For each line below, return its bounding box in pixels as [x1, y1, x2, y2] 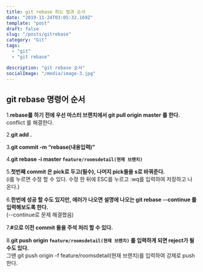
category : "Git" [6, 37, 47, 43]
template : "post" [6, 20, 50, 26]
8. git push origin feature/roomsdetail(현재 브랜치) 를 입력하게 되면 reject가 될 [6, 237, 195, 244]
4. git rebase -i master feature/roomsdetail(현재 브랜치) [6, 155, 143, 163]
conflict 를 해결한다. [6, 119, 54, 126]
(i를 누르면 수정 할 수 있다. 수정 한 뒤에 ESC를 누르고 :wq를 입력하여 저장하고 [6, 176, 186, 183]
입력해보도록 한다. [6, 204, 49, 211]
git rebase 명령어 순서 [6, 94, 86, 105]
